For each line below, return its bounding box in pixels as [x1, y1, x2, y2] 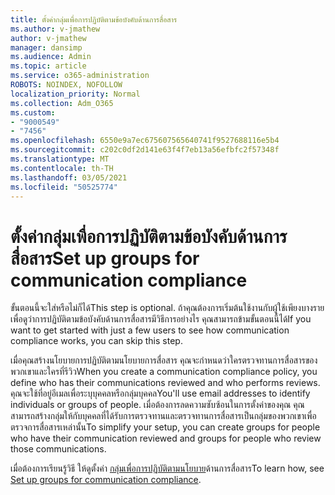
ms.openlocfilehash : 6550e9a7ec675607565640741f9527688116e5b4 [10, 136, 280, 146]
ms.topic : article [10, 61, 87, 71]
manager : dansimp [10, 42, 83, 53]
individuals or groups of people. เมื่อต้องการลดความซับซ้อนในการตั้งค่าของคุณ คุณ [10, 399, 305, 411]
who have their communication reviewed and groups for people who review [10, 432, 322, 445]
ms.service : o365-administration [10, 71, 150, 81]
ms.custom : [10, 107, 56, 118]
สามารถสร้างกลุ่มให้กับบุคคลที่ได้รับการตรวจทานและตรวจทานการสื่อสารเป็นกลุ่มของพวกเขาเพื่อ [10, 410, 317, 422]
